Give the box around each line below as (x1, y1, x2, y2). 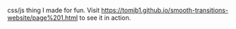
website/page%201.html (7, 13, 78, 22)
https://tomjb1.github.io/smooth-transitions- (101, 6, 228, 14)
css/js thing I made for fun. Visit (7, 6, 100, 14)
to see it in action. (78, 13, 131, 22)
